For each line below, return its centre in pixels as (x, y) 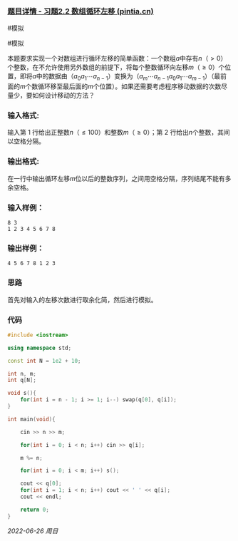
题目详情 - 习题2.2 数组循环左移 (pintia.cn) (81, 11)
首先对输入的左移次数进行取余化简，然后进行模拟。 (82, 299)
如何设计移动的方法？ (63, 96)
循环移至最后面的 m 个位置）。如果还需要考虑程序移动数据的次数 (130, 86)
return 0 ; (35, 510)
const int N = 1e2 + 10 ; (44, 361)
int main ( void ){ (31, 419)
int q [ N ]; (22, 380)
